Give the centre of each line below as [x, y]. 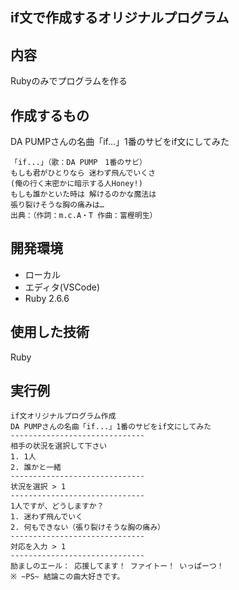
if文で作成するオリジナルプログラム [120, 18]
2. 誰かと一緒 [36, 468]
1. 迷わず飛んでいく [47, 517]
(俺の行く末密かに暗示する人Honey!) [76, 184]
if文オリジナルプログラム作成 [63, 416]
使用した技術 [50, 332]
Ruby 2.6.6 [47, 298]
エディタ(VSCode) [62, 287]
